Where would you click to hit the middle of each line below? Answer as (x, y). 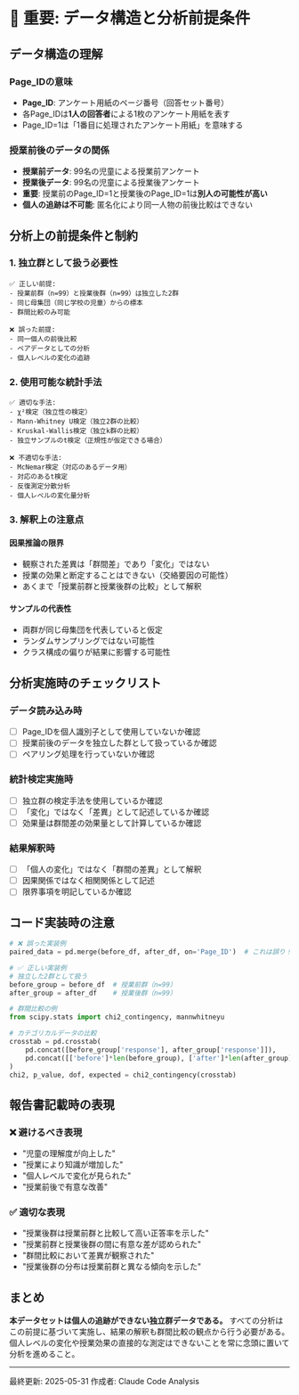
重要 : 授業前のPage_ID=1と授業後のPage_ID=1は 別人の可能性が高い (145, 193)
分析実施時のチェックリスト (85, 683)
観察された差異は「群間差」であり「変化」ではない (116, 564)
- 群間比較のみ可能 (40, 312)
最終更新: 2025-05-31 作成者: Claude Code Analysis (105, 1382)
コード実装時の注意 (62, 922)
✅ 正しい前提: (32, 283)
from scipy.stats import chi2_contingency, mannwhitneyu (117, 1017)
